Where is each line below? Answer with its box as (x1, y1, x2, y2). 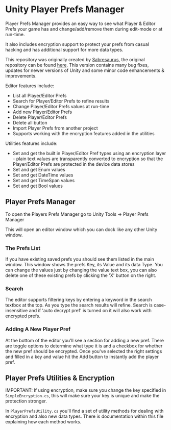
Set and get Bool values (12, 183, 63, 189)
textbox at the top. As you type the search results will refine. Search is (5, 302, 153, 308)
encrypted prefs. (5, 313, 41, 319)
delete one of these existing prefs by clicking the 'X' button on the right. (5, 272, 157, 279)
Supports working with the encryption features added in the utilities (12, 130, 155, 136)
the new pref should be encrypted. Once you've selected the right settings (5, 348, 162, 354)
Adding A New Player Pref (5, 325, 71, 333)
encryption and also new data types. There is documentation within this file (5, 413, 164, 419)
